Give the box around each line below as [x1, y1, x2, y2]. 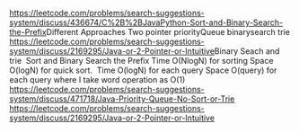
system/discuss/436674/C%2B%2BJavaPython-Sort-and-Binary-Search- [9, 17, 284, 28]
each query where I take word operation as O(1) [9, 75, 186, 84]
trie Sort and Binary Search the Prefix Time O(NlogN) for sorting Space [9, 56, 274, 66]
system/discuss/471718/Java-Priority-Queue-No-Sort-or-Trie [9, 93, 235, 104]
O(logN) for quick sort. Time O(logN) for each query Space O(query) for [9, 65, 277, 75]
